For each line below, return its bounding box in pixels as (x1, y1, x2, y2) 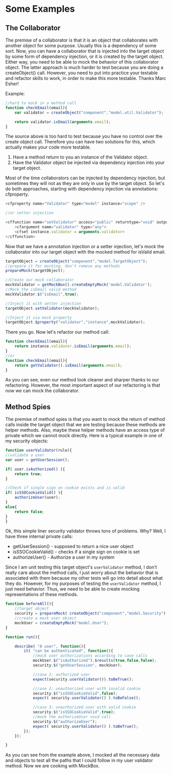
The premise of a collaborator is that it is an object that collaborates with (5, 37, 158, 43)
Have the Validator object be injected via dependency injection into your (12, 159, 165, 166)
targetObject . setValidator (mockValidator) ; (5, 305, 100, 311)
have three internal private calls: (5, 534, 73, 540)
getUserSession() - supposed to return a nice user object (12, 543, 134, 549)
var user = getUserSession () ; (5, 457, 70, 462)
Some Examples (5, 3, 75, 15)
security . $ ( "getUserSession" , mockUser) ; (32, 663, 123, 668)
